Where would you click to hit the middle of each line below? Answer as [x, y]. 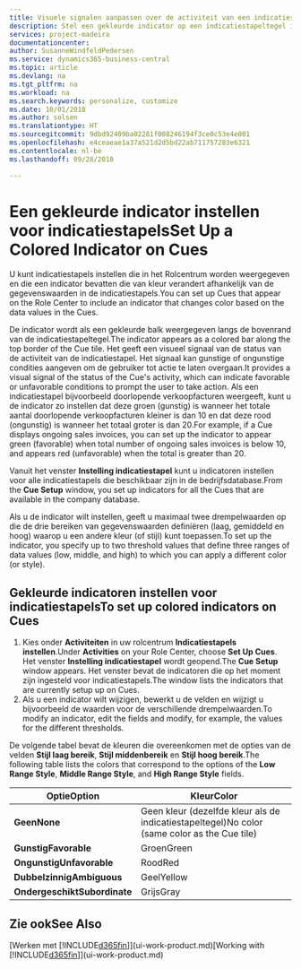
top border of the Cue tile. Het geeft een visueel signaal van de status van [146, 349]
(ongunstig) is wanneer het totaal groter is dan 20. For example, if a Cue [141, 425]
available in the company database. [75, 499]
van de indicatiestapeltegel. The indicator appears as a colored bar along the [150, 339]
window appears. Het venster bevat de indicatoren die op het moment [151, 671]
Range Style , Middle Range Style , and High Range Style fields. [127, 774]
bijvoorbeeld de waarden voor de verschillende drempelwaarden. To [147, 709]
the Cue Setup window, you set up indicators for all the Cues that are [137, 490]
